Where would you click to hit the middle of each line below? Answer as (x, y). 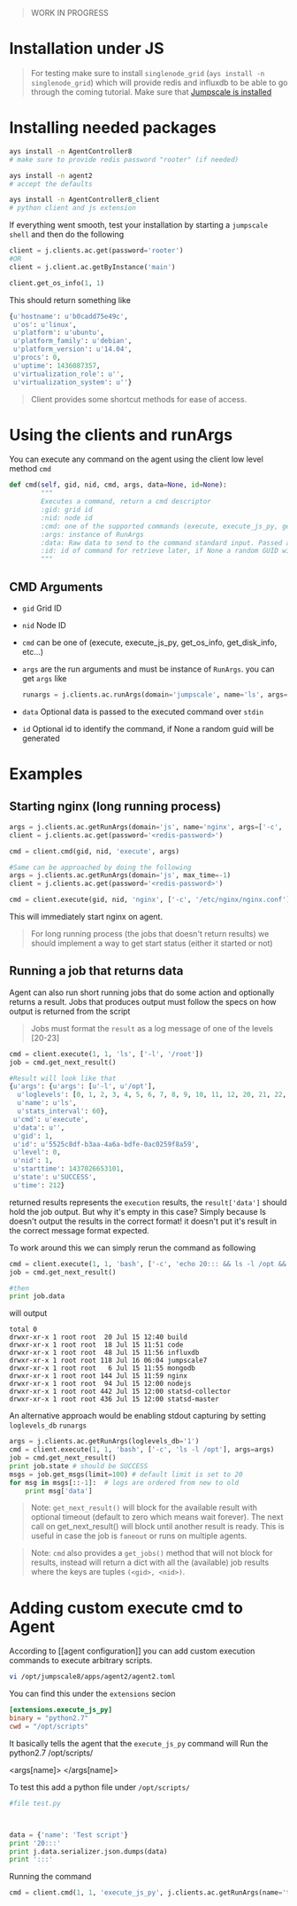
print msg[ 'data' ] (59, 1491)
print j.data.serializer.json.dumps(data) (88, 1851)
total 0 (23, 1330)
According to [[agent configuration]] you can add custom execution (132, 1651)
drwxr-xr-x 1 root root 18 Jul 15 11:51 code (96, 1345)
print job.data (37, 1296)
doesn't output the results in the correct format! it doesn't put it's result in (143, 1221)
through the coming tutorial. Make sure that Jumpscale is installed (151, 91)
